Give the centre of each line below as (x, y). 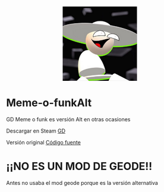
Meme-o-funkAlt (49, 103)
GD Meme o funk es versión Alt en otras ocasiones (68, 119)
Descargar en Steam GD (36, 131)
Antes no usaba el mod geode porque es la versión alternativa (82, 182)
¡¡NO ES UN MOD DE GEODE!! (79, 166)
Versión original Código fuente (44, 142)
